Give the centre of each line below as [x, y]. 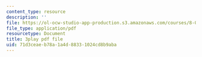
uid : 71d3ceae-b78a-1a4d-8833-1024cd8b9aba [62, 45]
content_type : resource [36, 12]
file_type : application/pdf [41, 28]
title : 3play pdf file [35, 39]
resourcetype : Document [36, 34]
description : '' [26, 17]
